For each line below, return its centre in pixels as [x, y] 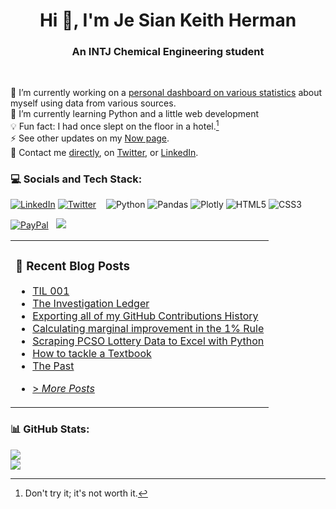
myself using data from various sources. [93, 103]
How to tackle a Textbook [92, 354]
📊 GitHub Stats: [50, 429]
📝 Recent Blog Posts [73, 266]
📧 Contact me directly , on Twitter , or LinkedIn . [104, 153]
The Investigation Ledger [91, 304]
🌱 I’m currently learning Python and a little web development [135, 114]
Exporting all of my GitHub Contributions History [145, 316]
